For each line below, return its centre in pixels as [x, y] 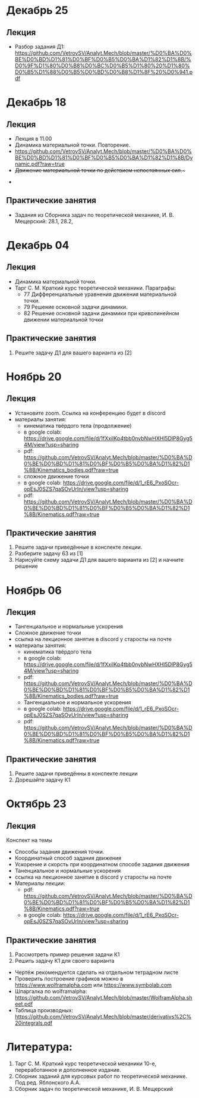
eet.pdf [24, 1004]
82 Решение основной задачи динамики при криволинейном [101, 313]
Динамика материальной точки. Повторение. [72, 145]
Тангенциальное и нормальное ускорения [78, 702]
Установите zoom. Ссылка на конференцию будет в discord [90, 413]
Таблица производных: [44, 1010]
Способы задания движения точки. [59, 852]
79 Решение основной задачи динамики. [75, 307]
